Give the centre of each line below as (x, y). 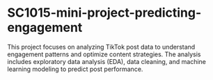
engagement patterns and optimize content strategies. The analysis (104, 54)
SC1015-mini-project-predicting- (104, 13)
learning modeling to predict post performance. (75, 69)
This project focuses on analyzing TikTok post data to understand (101, 47)
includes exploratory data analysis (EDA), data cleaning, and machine (107, 61)
